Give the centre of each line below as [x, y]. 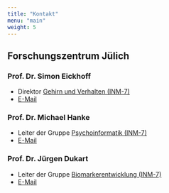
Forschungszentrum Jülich [69, 56]
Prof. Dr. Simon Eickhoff [49, 76]
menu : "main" [27, 21]
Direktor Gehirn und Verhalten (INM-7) [73, 92]
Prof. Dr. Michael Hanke [49, 117]
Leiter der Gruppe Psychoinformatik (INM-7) [82, 133]
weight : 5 [22, 27]
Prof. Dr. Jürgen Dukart [48, 159]
